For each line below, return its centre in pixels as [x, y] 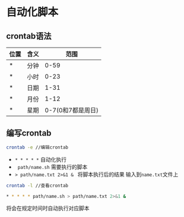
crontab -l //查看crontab [37, 185]
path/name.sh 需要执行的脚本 [53, 166]
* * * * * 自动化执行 [41, 159]
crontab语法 [29, 36]
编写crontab [29, 133]
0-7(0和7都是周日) [72, 110]
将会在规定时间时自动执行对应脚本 [48, 208]
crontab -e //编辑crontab [37, 147]
